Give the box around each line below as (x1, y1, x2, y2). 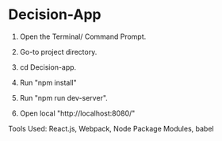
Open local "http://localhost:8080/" (19, 109, 136, 118)
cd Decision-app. (19, 62, 77, 72)
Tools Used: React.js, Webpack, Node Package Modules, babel (8, 124, 214, 133)
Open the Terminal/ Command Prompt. (19, 32, 147, 41)
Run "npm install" (19, 78, 77, 87)
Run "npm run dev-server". (19, 93, 109, 102)
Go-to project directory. (19, 47, 98, 56)
